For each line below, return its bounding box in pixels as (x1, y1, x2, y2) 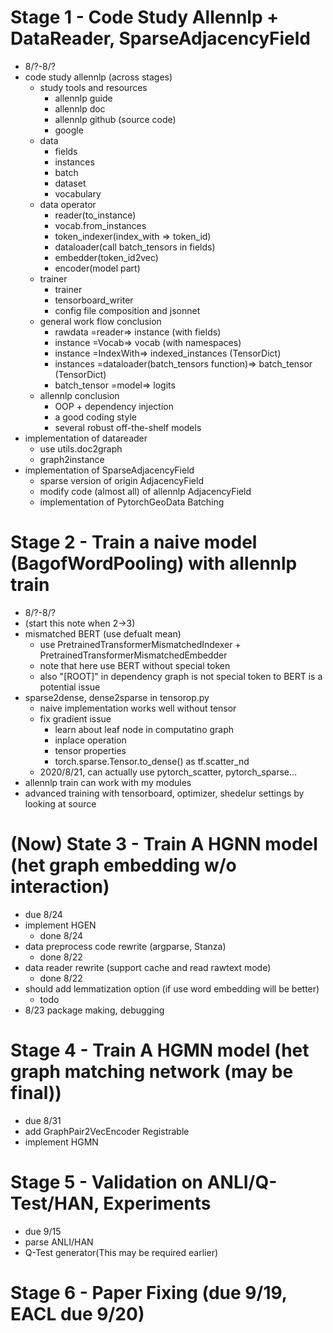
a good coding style (54, 411, 137, 423)
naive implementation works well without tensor (39, 702, 237, 714)
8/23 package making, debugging (24, 1004, 165, 1016)
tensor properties (54, 744, 127, 756)
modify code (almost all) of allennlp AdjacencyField (39, 485, 252, 497)
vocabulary (54, 187, 102, 200)
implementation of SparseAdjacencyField (24, 464, 195, 476)
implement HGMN (24, 1136, 99, 1148)
